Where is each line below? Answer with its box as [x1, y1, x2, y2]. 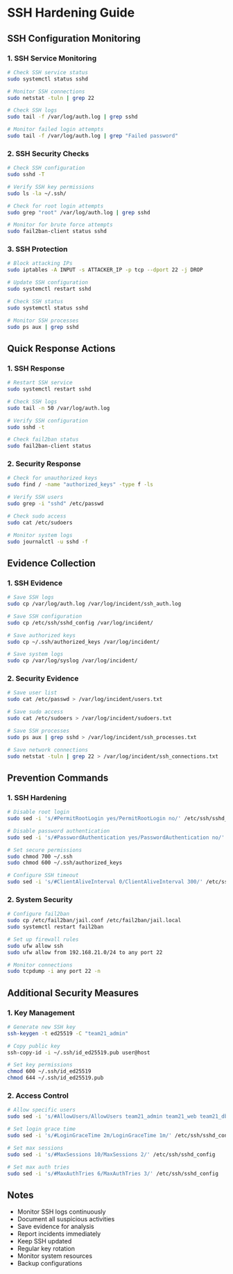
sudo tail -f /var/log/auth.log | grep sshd [7, 113, 138, 121]
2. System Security [7, 894, 73, 904]
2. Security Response [7, 459, 81, 469]
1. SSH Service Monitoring [7, 53, 97, 63]
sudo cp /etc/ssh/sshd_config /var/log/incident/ [7, 619, 154, 626]
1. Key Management [7, 1008, 75, 1017]
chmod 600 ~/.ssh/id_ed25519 [7, 1068, 92, 1075]
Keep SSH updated [17, 1237, 72, 1246]
